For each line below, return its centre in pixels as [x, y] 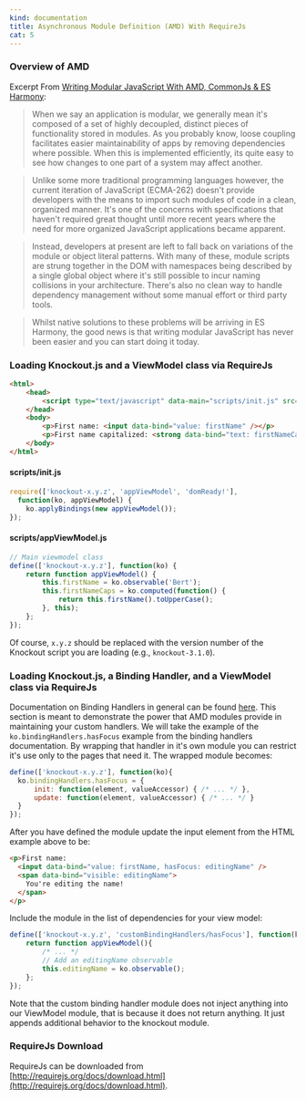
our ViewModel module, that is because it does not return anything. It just [147, 1012]
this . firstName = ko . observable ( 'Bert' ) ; [122, 583]
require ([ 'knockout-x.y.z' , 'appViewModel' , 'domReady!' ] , [124, 492]
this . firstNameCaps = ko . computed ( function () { [134, 591]
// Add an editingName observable [107, 960]
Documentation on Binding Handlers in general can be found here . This [143, 707]
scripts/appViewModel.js [58, 538]
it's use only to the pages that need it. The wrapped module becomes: [141, 755]
